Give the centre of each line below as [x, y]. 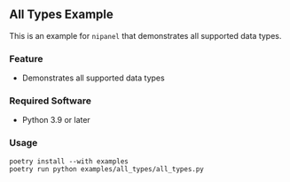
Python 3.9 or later [56, 120]
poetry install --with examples [69, 161]
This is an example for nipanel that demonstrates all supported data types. [145, 35]
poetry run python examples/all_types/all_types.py [106, 169]
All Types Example [61, 15]
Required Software [50, 101]
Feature [26, 58]
